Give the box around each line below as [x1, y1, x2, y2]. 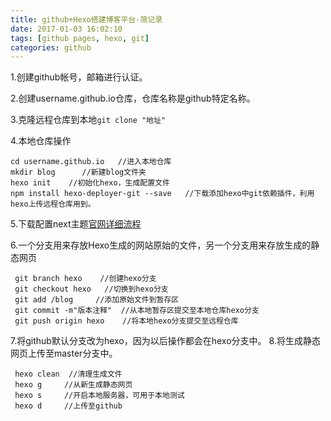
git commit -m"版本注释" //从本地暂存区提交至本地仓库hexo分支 [14, 306, 260, 316]
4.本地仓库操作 [10, 135, 72, 147]
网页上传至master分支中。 [10, 347, 118, 360]
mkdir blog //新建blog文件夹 [10, 167, 147, 178]
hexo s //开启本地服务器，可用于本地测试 [14, 391, 185, 401]
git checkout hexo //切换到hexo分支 [14, 284, 169, 295]
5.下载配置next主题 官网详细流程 [10, 218, 142, 230]
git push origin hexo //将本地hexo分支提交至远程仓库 [14, 316, 239, 326]
